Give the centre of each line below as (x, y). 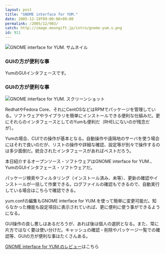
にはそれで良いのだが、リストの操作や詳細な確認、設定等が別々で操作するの (83, 144)
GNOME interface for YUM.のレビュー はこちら (52, 246)
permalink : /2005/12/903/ (32, 23)
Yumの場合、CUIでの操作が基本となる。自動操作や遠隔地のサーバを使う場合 (82, 138)
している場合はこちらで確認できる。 (42, 190)
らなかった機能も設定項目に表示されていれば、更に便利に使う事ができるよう (83, 207)
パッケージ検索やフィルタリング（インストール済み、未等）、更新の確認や (80, 178)
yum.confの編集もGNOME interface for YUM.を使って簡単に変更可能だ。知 (81, 201)
